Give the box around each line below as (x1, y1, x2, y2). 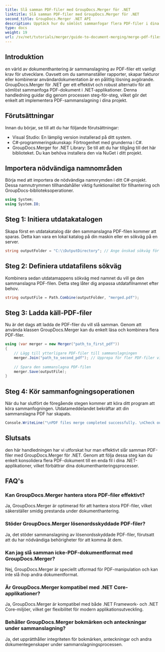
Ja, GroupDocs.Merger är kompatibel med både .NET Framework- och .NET (5, 601, 159, 607)
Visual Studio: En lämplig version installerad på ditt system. (12, 134, 132, 140)
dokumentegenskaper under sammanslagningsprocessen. (5, 641, 123, 647)
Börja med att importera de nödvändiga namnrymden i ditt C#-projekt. (5, 177, 147, 183)
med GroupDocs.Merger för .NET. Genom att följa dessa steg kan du (14, 452, 153, 458)
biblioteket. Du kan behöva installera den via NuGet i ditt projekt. (12, 150, 142, 155)
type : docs (5, 26, 27, 31)
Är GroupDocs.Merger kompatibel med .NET (5, 584, 113, 590)
